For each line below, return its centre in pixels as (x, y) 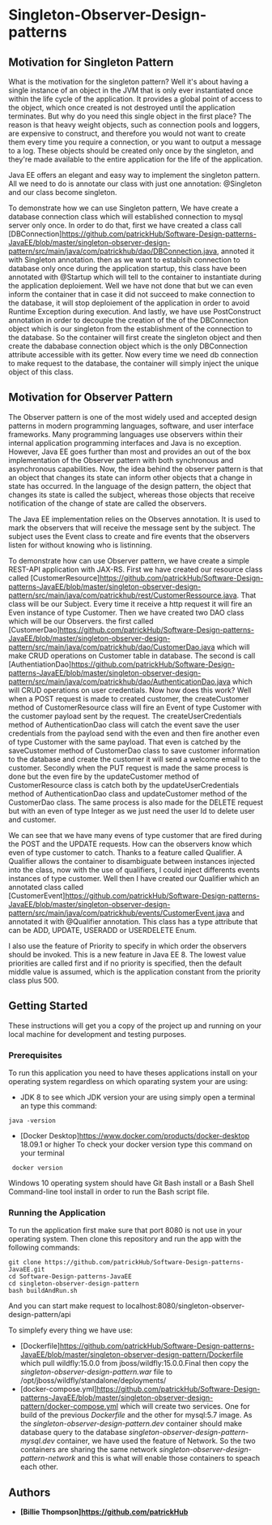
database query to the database (73, 1432)
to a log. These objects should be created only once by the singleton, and (131, 151)
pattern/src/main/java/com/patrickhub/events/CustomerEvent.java (119, 913)
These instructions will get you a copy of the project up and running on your (135, 1026)
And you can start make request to (66, 1306)
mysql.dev (37, 1441)
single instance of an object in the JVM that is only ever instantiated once (131, 90)
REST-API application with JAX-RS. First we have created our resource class (136, 569)
